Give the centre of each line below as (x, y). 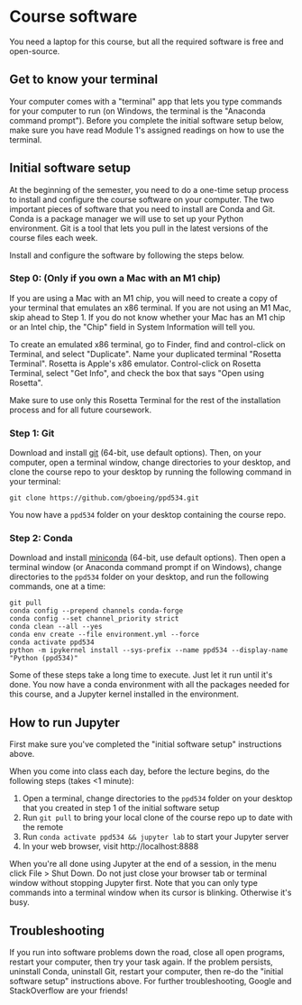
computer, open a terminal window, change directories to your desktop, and (150, 463)
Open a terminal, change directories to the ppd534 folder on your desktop (157, 798)
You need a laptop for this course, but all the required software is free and (146, 41)
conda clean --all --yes (56, 627)
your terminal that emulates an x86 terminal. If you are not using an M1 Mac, (151, 308)
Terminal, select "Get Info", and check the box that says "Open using (137, 373)
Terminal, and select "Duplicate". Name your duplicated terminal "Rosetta (146, 354)
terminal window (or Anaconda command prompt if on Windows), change (146, 567)
